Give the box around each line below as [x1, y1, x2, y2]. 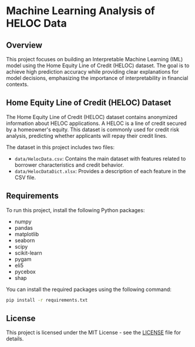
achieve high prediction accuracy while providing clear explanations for [6, 68, 179, 75]
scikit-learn [14, 249, 42, 256]
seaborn [14, 237, 35, 244]
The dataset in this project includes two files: [6, 143, 115, 151]
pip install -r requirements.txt [6, 297, 88, 303]
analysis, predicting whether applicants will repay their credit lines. [6, 132, 167, 139]
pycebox [14, 268, 36, 275]
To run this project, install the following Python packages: [6, 206, 145, 213]
